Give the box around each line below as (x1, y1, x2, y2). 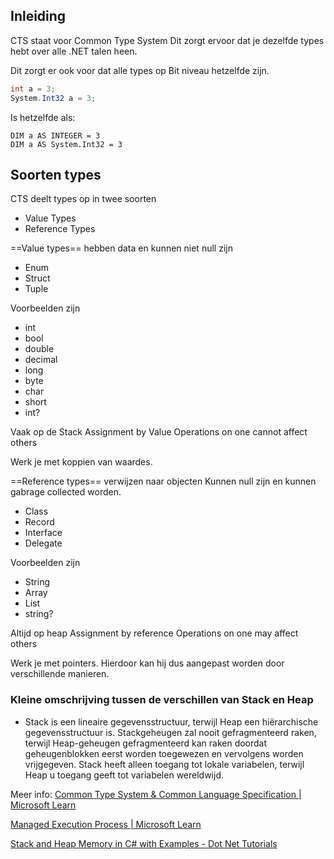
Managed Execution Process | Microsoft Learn (10, 818, 202, 830)
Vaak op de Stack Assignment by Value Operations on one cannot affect (10, 426, 308, 438)
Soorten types (10, 166, 102, 183)
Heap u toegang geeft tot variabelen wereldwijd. (24, 769, 225, 781)
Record (24, 516, 55, 528)
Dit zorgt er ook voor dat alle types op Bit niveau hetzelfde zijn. (10, 64, 270, 76)
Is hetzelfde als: (10, 111, 76, 123)
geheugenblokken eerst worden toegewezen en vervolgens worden (24, 747, 304, 759)
